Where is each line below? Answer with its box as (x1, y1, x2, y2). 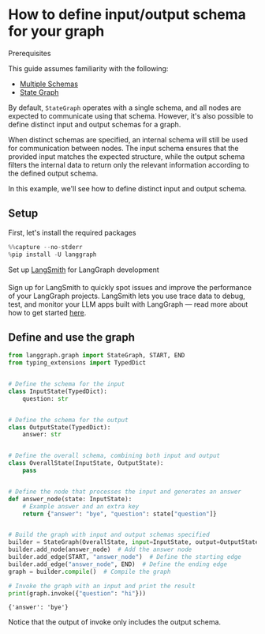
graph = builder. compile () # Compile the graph (8, 568, 171, 576)
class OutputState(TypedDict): (8, 423, 111, 432)
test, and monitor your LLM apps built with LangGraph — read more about (8, 299, 248, 309)
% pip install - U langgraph (8, 251, 97, 259)
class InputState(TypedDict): (8, 387, 108, 395)
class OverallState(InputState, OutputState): (8, 459, 164, 467)
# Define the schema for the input (8, 380, 125, 388)
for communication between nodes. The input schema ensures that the (8, 143, 239, 153)
